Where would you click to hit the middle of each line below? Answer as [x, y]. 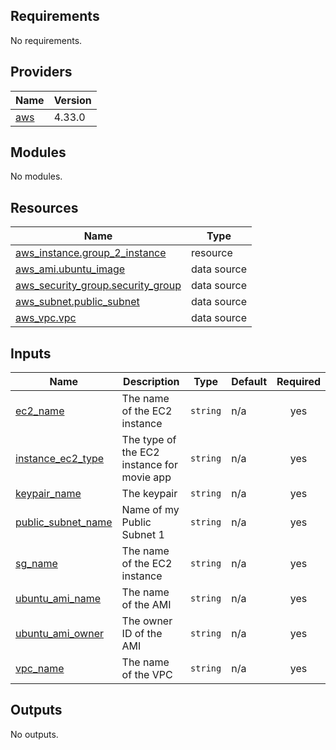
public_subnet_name [64, 522]
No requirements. [46, 40]
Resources [44, 207]
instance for [149, 465]
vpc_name [40, 669]
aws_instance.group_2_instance [91, 253]
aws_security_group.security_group [98, 286]
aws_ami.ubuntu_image [70, 269]
